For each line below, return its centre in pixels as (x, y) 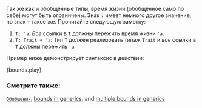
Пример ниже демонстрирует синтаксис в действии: (75, 58)
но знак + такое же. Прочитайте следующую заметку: (76, 22)
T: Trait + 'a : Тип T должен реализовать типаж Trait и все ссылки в (105, 40)
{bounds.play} (24, 70)
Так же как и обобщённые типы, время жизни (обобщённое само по (95, 9)
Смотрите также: (33, 86)
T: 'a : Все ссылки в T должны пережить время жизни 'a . (89, 33)
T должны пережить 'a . (45, 46)
